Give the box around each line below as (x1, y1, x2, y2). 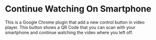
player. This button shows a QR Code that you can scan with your (5, 24, 136, 30)
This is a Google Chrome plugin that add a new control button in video (5, 19, 145, 25)
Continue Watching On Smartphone (5, 3, 152, 14)
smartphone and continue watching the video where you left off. (5, 29, 133, 35)
